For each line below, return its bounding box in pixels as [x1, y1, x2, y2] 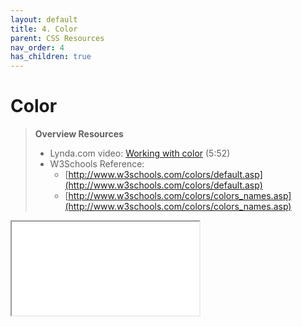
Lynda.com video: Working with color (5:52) [49, 147, 231, 160]
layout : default [10, 14, 78, 25]
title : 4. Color [10, 24, 78, 34]
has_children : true [10, 52, 92, 62]
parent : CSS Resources [10, 33, 105, 43]
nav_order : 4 [10, 42, 65, 53]
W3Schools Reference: [49, 158, 145, 170]
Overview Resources [34, 128, 124, 140]
